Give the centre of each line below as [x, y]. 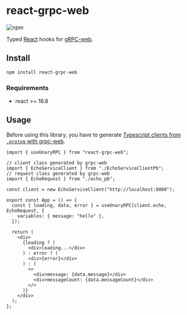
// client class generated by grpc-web [57, 163]
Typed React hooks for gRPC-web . [50, 39]
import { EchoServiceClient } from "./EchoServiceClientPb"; [85, 168]
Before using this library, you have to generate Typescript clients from [93, 135]
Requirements [28, 87]
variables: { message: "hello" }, [61, 216]
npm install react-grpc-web [42, 72]
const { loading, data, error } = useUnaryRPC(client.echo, [89, 205]
